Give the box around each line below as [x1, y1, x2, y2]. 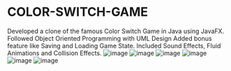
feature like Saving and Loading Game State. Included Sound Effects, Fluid [7, 41, 221, 50]
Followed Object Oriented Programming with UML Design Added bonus [7, 34, 212, 42]
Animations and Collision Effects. [7, 49, 103, 57]
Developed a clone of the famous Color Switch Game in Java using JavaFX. [7, 27, 225, 35]
